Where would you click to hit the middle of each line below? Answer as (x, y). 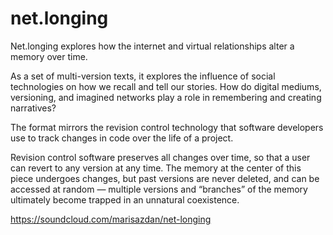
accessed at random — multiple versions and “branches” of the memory (159, 189)
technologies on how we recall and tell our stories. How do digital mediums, (166, 86)
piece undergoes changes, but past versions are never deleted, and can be (165, 178)
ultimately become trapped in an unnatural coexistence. (125, 199)
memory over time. (49, 56)
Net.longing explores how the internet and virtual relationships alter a (152, 46)
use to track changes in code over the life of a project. (122, 138)
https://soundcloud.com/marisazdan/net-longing (111, 219)
